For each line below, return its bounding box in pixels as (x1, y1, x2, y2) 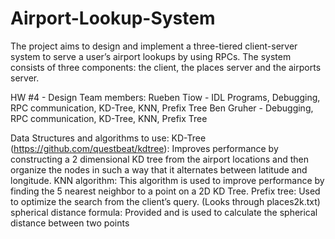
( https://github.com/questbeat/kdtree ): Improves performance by (10, 142, 279, 154)
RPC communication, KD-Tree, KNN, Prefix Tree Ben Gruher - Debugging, (10, 102, 314, 114)
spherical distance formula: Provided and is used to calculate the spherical (10, 206, 318, 218)
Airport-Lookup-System (10, 7, 216, 30)
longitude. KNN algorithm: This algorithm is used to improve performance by (10, 174, 325, 186)
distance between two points (10, 217, 130, 229)
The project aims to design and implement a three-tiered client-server (10, 40, 298, 52)
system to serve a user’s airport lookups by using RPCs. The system (10, 50, 292, 62)
